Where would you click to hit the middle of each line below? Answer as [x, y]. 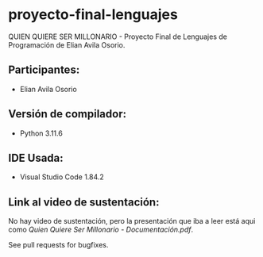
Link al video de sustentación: [84, 202]
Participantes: [44, 70]
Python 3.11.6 [41, 133]
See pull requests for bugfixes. [58, 245]
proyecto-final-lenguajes [93, 15]
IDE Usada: [36, 157]
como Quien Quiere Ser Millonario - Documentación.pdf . [101, 230]
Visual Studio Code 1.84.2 [62, 177]
